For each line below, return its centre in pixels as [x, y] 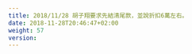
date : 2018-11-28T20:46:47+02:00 [63, 23]
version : [23, 38]
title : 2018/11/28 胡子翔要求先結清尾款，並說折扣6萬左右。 [98, 15]
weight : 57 [26, 30]
